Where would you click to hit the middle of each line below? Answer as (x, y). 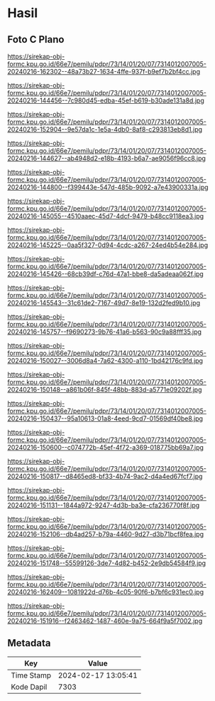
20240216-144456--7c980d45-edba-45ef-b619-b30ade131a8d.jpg (106, 100)
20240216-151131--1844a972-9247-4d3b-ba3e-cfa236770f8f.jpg (104, 505)
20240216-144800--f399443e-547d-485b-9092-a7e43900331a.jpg (108, 187)
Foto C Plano (36, 39)
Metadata (29, 643)
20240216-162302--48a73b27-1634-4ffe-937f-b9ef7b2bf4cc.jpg (104, 72)
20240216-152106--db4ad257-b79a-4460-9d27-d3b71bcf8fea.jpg (106, 534)
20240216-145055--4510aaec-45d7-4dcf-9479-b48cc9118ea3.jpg (106, 216)
